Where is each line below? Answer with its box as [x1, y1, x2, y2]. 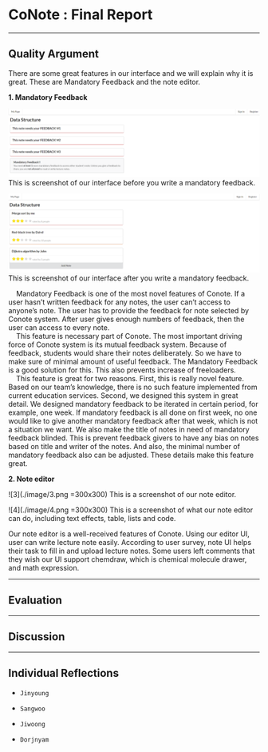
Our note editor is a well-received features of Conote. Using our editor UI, [8, 529, 250, 539]
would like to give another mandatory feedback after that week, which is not [8, 416, 258, 426]
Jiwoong [19, 720, 45, 728]
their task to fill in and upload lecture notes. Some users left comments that [8, 546, 255, 556]
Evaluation [8, 594, 62, 607]
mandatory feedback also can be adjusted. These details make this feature [8, 450, 254, 460]
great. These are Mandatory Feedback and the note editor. [8, 77, 201, 86]
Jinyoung [19, 689, 49, 697]
